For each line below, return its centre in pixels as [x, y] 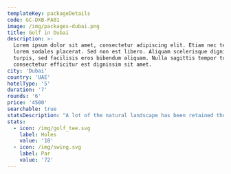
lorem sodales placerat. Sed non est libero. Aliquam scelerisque [110, 52]
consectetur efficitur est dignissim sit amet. [83, 64]
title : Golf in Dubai [38, 33]
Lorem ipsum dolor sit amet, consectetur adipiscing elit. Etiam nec [115, 45]
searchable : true [32, 109]
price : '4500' [27, 103]
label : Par [35, 154]
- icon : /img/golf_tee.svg [52, 128]
